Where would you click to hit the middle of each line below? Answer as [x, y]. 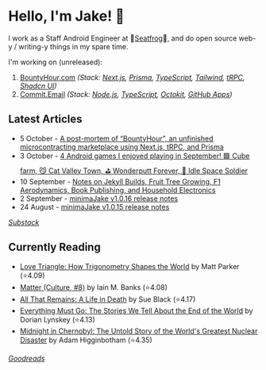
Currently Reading [54, 247]
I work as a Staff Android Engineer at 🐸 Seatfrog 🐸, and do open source [123, 38]
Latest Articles [45, 119]
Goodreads [27, 358]
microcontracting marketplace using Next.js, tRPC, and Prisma [121, 147]
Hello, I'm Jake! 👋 [66, 16]
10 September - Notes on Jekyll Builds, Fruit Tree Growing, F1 [120, 181]
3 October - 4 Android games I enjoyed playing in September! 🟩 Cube [135, 156]
